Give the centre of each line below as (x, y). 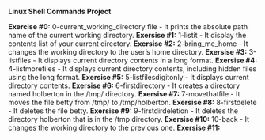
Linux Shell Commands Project (60, 11)
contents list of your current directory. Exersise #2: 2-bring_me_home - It (128, 44)
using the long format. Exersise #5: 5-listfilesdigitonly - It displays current (129, 77)
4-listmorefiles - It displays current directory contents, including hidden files (132, 69)
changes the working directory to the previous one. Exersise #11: (114, 127)
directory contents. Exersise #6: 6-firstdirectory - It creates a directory (124, 85)
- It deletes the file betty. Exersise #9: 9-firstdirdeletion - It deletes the (123, 111)
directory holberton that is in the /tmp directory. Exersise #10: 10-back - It (129, 119)
